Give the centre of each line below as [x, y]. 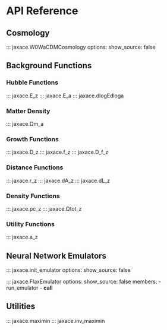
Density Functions [33, 196]
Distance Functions [35, 167]
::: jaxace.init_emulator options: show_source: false [68, 270]
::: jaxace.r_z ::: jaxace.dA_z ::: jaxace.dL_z [58, 180]
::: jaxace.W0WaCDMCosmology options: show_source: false [81, 47]
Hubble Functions [32, 82]
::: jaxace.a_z [22, 237]
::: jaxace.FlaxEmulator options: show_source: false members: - [84, 281]
